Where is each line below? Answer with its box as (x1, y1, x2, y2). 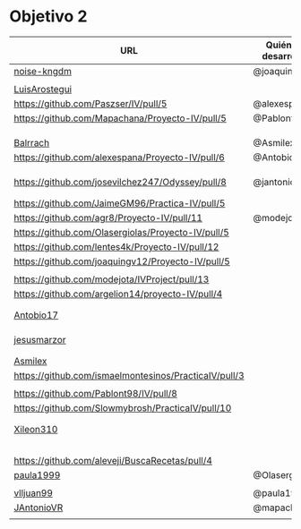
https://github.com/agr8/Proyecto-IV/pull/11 (13, 211, 203, 224)
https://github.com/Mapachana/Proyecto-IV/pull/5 (13, 112, 227, 124)
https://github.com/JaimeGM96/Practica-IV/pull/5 (13, 197, 226, 209)
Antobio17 (13, 309, 59, 321)
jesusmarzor (13, 333, 66, 346)
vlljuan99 (13, 486, 54, 499)
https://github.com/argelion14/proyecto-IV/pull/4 (13, 287, 223, 300)
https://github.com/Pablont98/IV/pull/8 (13, 387, 177, 399)
